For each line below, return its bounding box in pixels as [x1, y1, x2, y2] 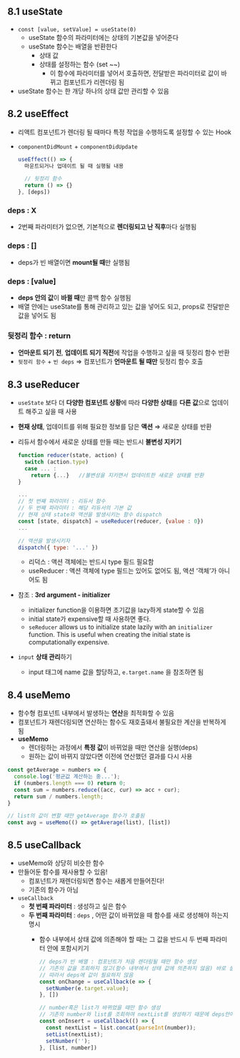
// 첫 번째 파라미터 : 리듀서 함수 [17, 498, 106, 505]
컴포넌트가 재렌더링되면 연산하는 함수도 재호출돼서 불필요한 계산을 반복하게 [17, 717, 226, 727]
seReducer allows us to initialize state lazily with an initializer [28, 623, 213, 631]
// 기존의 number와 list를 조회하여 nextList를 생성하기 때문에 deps [39, 1011, 225, 1018]
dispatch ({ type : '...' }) [17, 544, 99, 551]
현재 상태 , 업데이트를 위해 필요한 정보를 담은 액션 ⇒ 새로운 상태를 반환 [17, 423, 212, 430]
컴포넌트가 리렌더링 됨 [63, 78, 125, 86]
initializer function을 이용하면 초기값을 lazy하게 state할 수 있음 [28, 606, 205, 615]
